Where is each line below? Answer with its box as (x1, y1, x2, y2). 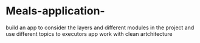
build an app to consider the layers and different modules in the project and (5, 24, 195, 31)
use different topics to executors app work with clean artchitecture (5, 30, 173, 37)
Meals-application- (5, 4, 105, 18)
